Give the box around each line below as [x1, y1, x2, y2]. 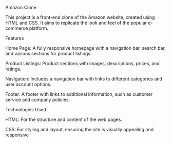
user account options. [5, 81, 52, 87]
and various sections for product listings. [5, 51, 92, 56]
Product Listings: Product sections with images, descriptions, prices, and [5, 60, 160, 66]
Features [5, 35, 24, 41]
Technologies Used [5, 107, 46, 112]
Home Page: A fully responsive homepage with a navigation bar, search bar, [5, 45, 166, 51]
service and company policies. [5, 97, 70, 103]
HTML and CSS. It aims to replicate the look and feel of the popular [5, 20, 147, 26]
